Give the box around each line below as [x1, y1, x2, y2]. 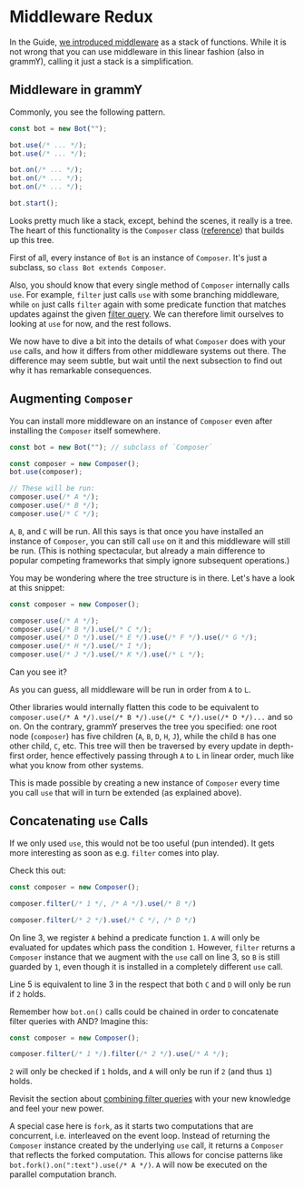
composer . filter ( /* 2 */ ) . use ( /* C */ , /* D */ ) [9, 915, 197, 925]
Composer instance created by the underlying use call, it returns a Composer [9, 1140, 284, 1151]
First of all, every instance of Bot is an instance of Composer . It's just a [9, 252, 268, 263]
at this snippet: [9, 582, 65, 593]
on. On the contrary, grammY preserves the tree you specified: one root [9, 721, 278, 732]
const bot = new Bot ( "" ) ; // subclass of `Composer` [9, 442, 213, 452]
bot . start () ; [9, 198, 59, 208]
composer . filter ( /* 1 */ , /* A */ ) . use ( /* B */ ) [9, 899, 197, 908]
